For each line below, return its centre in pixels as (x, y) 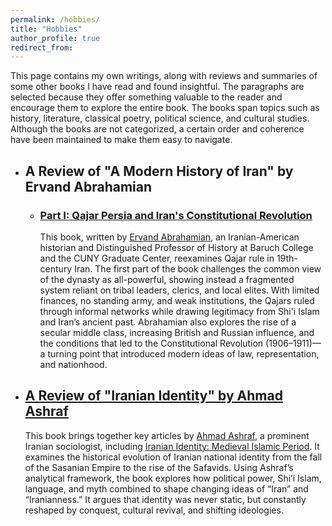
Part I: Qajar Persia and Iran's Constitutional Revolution (176, 215)
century (56, 268)
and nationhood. (73, 364)
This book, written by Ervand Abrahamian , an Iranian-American (169, 237)
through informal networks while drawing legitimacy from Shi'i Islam (179, 311)
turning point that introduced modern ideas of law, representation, (183, 353)
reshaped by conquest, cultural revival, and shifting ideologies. (154, 510)
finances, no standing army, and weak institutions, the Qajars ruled (177, 300)
